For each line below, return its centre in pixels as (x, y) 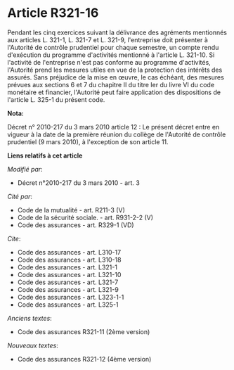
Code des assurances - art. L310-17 (69, 252)
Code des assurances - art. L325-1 (68, 305)
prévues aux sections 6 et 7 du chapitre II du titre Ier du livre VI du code (111, 84)
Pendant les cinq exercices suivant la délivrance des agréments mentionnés (117, 32)
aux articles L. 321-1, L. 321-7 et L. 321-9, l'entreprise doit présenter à (108, 39)
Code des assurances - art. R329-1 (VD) (76, 225)
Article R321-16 (53, 13)
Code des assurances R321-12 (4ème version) (84, 359)
